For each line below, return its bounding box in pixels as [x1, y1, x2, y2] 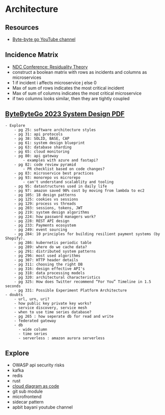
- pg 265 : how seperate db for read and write [14, 314, 114, 319]
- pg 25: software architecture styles [14, 127, 96, 132]
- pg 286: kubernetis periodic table [14, 240, 92, 245]
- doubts [5, 292, 23, 297]
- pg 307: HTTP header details [14, 257, 79, 262]
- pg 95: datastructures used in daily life [14, 183, 107, 189]
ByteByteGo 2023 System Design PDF [5, 110, 125, 119]
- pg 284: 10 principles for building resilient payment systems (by [14, 232, 161, 237]
